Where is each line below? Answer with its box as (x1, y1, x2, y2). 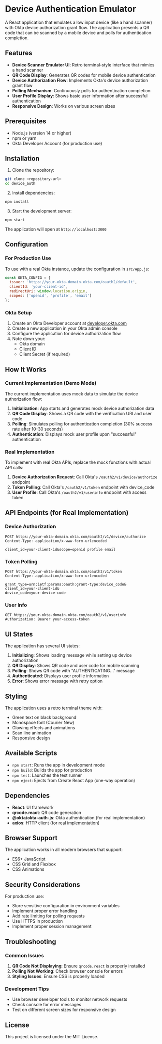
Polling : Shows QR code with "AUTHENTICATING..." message (12, 668, 135, 674)
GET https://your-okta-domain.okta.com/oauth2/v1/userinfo (5, 613, 127, 618)
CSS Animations (12, 866, 44, 872)
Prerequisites (5, 117, 46, 126)
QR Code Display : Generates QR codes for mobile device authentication (12, 72, 156, 78)
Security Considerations (5, 881, 81, 889)
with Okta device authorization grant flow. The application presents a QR (5, 24, 149, 30)
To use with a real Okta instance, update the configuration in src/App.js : (5, 266, 149, 272)
